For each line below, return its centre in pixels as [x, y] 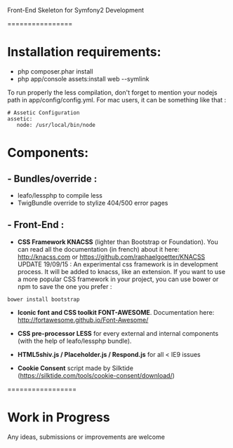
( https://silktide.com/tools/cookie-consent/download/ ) [96, 375]
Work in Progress [59, 417]
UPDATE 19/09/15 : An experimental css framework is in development [118, 264]
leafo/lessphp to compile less [60, 195]
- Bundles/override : [52, 178]
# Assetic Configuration [44, 113]
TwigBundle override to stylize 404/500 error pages [93, 203]
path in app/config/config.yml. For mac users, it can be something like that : [117, 100]
